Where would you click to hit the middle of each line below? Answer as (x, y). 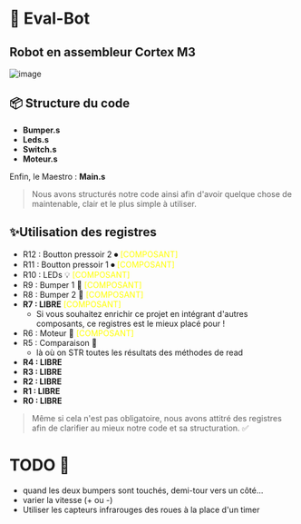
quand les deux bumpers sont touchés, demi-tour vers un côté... (143, 490)
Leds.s (36, 139)
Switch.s (39, 149)
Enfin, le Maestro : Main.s (58, 176)
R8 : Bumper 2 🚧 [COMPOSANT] (83, 294)
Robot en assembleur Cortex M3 (103, 52)
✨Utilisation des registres (83, 232)
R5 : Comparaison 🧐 (60, 342)
